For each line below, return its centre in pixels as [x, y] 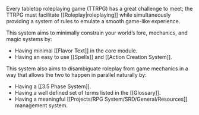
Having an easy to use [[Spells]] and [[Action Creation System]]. [93, 57]
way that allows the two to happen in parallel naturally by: [76, 75]
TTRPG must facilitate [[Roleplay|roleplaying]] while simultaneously [89, 15]
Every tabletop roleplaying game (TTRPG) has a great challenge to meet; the [99, 9]
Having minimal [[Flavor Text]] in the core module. [76, 51]
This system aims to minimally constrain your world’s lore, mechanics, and [97, 33]
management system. [41, 105]
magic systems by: [29, 39]
